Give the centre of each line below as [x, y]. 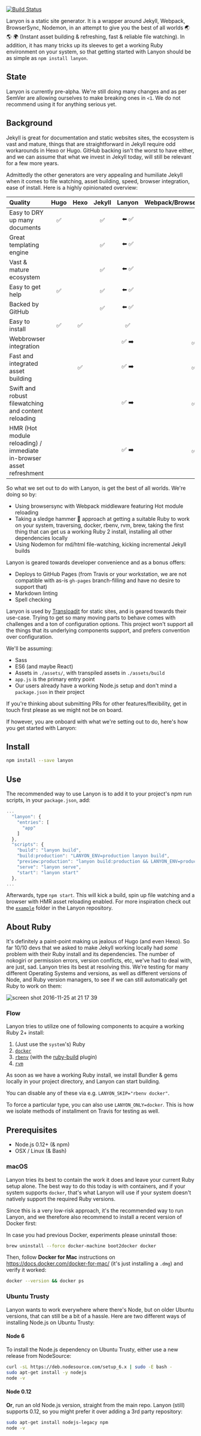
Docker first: [22, 1223]
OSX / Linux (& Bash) [41, 1151]
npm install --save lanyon [40, 761]
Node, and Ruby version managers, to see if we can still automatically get [97, 980]
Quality [20, 202]
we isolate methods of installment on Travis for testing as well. [83, 1111]
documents [25, 227]
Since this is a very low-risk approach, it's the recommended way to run [95, 1210]
